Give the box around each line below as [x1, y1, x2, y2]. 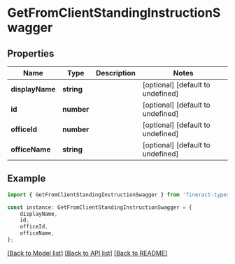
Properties [7, 47, 55, 59]
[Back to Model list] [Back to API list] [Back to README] [7, 249, 168, 257]
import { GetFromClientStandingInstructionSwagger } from [7, 191, 180, 198]
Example [7, 173, 46, 184]
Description [95, 68, 136, 78]
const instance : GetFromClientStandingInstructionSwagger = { [7, 204, 192, 211]
